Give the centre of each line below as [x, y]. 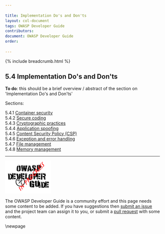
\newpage [15, 226]
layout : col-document [27, 21]
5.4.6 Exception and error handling [40, 139]
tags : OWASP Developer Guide [35, 26]
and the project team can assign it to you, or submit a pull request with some [82, 211]
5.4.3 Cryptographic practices [35, 123]
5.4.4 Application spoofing [32, 128]
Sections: [15, 103]
